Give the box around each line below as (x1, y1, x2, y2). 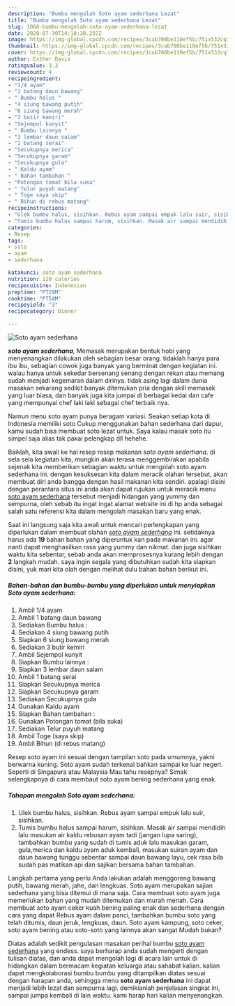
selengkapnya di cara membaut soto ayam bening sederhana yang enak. (8, 775, 217, 783)
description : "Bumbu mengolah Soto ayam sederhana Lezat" (8, 10, 180, 17)
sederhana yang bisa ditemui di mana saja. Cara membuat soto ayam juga (8, 888, 220, 897)
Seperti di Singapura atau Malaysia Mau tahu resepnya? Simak (8, 768, 188, 776)
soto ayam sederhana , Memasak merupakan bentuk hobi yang (8, 346, 190, 355)
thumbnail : (8, 43, 40, 49)
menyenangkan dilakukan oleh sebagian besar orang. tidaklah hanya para (8, 354, 220, 363)
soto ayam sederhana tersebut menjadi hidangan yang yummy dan (8, 492, 200, 501)
